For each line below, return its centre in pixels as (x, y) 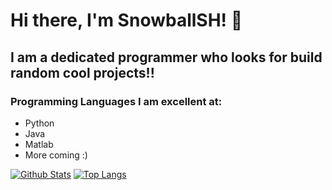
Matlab (39, 144)
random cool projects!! (82, 72)
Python (39, 123)
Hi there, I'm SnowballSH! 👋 (126, 20)
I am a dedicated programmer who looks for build (166, 57)
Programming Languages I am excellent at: (116, 101)
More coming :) (56, 155)
